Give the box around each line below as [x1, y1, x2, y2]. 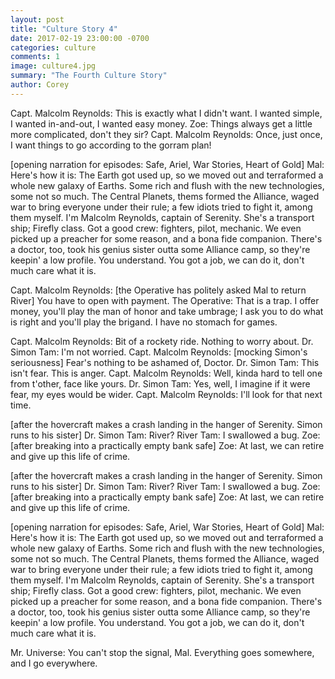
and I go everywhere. [10, 657, 98, 669]
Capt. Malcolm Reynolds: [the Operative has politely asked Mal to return [10, 284, 307, 296]
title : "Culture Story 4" [10, 24, 118, 34]
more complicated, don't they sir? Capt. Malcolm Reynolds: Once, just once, [10, 128, 323, 140]
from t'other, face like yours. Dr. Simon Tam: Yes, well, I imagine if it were [10, 377, 311, 390]
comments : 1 [10, 52, 60, 62]
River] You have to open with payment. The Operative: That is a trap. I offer [10, 294, 320, 306]
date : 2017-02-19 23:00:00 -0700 [10, 33, 150, 43]
